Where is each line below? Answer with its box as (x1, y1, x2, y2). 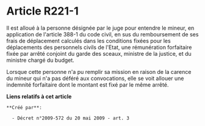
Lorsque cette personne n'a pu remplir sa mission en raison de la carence (6, 68, 192, 75)
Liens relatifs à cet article (6, 93, 72, 100)
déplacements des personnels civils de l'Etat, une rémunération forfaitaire (6, 44, 192, 51)
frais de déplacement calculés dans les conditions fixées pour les (6, 37, 171, 44)
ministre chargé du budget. (6, 56, 74, 64)
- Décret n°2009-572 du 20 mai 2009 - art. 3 (12, 115, 130, 121)
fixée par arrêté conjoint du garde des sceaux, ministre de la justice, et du (6, 50, 192, 57)
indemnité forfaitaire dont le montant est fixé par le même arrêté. (6, 81, 169, 88)
